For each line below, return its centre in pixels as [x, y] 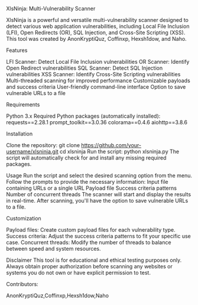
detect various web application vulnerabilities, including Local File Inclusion [98, 26]
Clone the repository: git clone [43, 145]
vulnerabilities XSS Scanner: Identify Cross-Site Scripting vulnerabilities [93, 74]
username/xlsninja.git [33, 151]
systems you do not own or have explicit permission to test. [78, 272]
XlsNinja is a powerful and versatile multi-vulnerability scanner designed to [98, 20]
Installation [20, 134]
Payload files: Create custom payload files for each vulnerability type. [91, 230]
